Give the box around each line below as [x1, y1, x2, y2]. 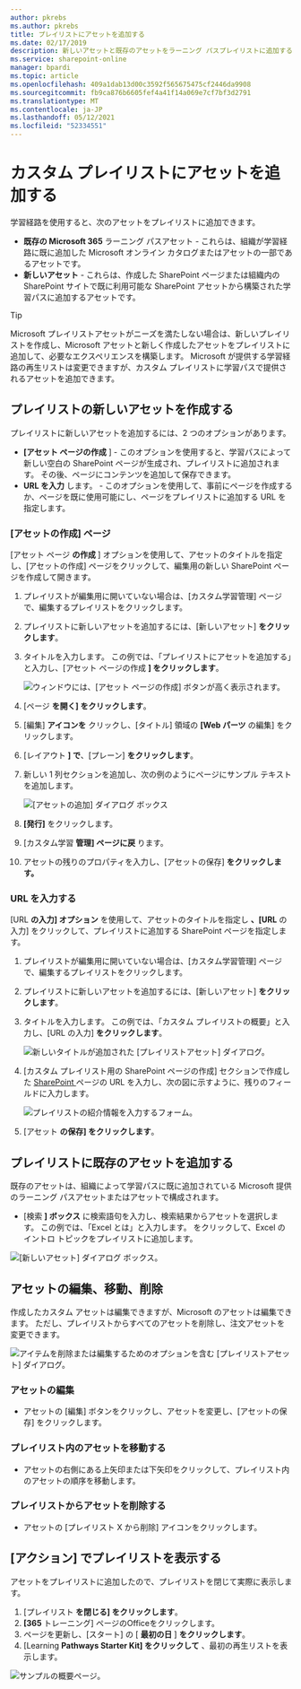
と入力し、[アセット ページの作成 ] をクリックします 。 [22, 663, 224, 674]
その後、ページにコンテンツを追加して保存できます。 [40, 468, 236, 480]
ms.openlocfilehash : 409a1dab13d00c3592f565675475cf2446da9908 [10, 80, 252, 89]
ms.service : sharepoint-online [10, 55, 127, 64]
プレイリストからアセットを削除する [10, 1500, 167, 1512]
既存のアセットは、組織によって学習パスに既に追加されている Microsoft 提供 [10, 1180, 292, 1191]
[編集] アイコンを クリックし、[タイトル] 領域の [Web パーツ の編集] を [22, 719, 285, 731]
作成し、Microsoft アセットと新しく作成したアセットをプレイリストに [33, 339, 290, 350]
